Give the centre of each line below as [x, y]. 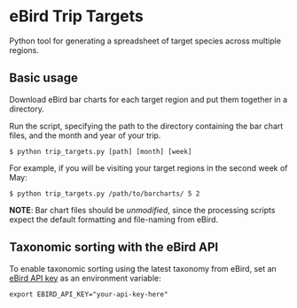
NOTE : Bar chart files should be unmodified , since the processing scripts [142, 210]
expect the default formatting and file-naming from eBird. [114, 219]
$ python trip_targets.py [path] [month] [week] [101, 151]
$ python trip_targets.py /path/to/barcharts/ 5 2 [105, 193]
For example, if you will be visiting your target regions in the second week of [148, 168]
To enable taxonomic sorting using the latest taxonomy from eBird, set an [143, 268]
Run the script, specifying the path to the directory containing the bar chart [146, 126]
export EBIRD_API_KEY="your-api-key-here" [89, 294]
